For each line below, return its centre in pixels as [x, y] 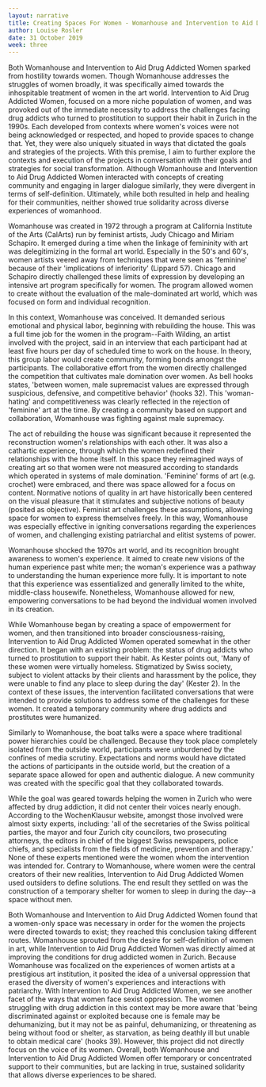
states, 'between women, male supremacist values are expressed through [129, 385]
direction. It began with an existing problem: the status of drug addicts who [131, 650]
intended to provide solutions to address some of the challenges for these [129, 700]
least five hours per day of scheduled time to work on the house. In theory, [130, 351]
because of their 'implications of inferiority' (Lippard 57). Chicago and [122, 268]
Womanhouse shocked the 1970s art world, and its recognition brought [124, 550]
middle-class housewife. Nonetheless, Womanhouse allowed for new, [122, 592]
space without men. [40, 900]
